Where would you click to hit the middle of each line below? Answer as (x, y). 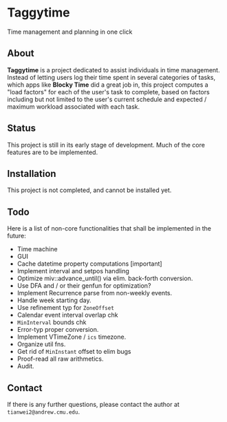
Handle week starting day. (54, 300)
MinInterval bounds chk (52, 322)
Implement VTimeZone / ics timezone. (72, 337)
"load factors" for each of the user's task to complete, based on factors (108, 92)
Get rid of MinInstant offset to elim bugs (74, 352)
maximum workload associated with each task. (73, 106)
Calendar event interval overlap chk (67, 315)
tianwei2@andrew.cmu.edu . (44, 412)
